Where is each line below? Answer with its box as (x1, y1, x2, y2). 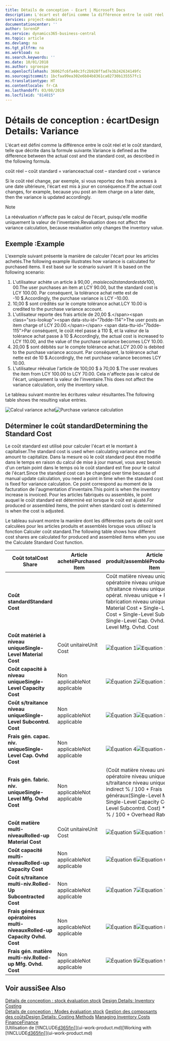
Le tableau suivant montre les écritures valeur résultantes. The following (5, 392, 154, 398)
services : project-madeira (5, 17, 62, 22)
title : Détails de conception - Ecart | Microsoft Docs (5, 7, 125, 13)
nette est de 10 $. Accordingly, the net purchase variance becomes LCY (12, 354, 161, 361)
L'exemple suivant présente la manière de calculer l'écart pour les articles (5, 253, 159, 259)
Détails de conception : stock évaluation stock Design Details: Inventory (5, 997, 155, 1003)
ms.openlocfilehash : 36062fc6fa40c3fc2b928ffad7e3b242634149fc (5, 69, 142, 74)
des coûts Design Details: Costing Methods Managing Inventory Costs (5, 1014, 150, 1020)
